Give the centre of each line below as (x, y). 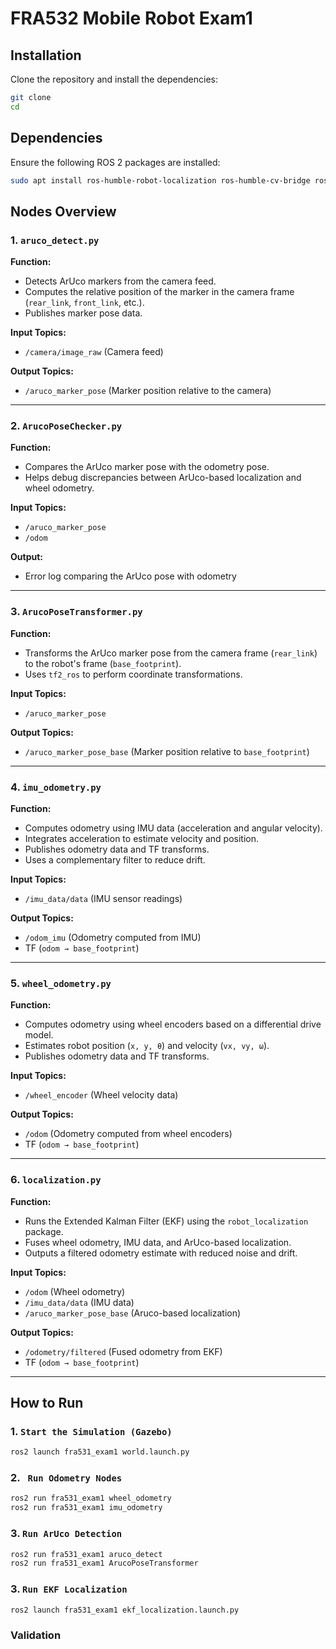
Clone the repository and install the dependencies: (114, 79)
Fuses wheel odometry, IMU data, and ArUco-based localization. (158, 1242)
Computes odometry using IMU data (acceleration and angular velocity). (173, 828)
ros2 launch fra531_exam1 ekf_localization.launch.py (125, 1610)
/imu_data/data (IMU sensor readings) (103, 899)
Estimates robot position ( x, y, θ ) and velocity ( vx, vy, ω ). (147, 1046)
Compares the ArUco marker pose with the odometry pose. (147, 467)
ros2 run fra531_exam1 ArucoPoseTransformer (104, 1563)
